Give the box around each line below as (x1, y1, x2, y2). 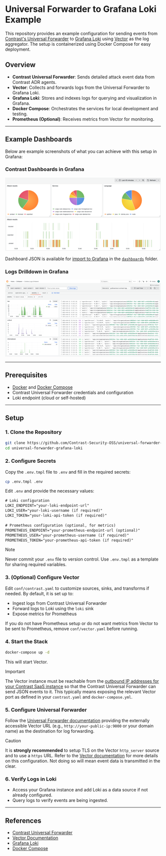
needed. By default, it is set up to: (5, 590, 74, 596)
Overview (5, 61, 36, 69)
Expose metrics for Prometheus (12, 611, 77, 617)
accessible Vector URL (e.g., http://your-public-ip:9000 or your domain (5, 723, 154, 729)
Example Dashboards (5, 135, 73, 143)
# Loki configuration (5, 498, 50, 503)
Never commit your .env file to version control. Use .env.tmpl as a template (5, 556, 159, 562)
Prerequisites (5, 371, 47, 379)
